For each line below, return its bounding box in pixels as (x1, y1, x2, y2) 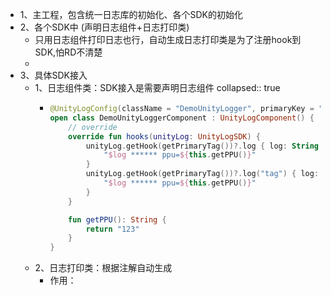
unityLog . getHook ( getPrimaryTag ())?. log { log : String (85, 141, 320, 151)
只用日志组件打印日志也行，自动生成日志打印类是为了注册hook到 (34, 34, 302, 45)
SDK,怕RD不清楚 (34, 46, 103, 58)
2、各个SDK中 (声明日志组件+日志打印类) (19, 21, 190, 33)
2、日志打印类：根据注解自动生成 (34, 262, 173, 274)
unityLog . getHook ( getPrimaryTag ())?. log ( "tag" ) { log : (85, 169, 320, 179)
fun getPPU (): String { (68, 214, 167, 225)
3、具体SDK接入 (19, 69, 88, 81)
